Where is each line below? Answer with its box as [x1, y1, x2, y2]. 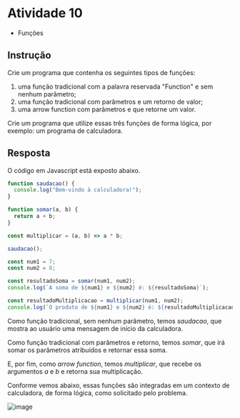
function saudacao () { [7, 180, 75, 187]
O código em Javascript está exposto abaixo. [7, 166, 141, 174]
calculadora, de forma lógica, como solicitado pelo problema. [7, 388, 188, 397]
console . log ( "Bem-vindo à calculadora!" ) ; [14, 186, 142, 194]
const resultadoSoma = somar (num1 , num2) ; [7, 277, 136, 285]
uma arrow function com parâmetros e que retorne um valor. [17, 105, 196, 114]
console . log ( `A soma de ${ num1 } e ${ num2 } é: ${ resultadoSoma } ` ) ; [7, 284, 209, 292]
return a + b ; [14, 213, 56, 220]
